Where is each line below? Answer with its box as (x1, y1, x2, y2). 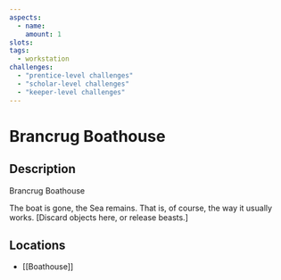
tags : (9, 46, 29, 55)
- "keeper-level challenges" (17, 87, 126, 96)
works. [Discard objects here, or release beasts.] (9, 211, 189, 223)
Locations (9, 237, 66, 252)
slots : (9, 37, 34, 47)
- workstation (17, 54, 70, 63)
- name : (17, 21, 46, 30)
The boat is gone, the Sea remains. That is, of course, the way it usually (9, 202, 273, 213)
